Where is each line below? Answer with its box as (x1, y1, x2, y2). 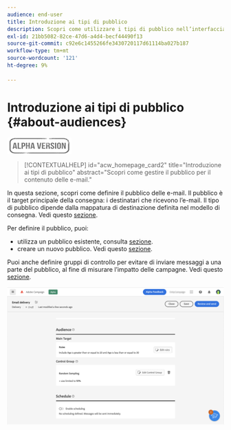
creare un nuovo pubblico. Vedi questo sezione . (16, 244, 153, 252)
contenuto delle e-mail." (23, 175, 92, 184)
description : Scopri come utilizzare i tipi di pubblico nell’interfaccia (7, 25, 226, 32)
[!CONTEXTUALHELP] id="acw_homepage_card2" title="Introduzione (23, 160, 222, 169)
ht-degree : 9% (7, 62, 48, 69)
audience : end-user (7, 11, 63, 18)
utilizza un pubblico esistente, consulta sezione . (16, 237, 153, 246)
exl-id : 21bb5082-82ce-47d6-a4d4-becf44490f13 (7, 33, 143, 40)
